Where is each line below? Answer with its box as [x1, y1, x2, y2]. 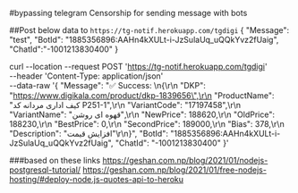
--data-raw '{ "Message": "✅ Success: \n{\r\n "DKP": [9, 80, 206, 90]
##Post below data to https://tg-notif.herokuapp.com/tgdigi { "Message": [9, 25, 290, 35]
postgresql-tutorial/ [9, 164, 81, 175]
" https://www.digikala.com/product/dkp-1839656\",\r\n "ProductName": [9, 90, 275, 101]
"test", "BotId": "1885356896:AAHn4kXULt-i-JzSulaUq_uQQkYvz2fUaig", [9, 35, 279, 45]
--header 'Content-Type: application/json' [9, 71, 164, 81]
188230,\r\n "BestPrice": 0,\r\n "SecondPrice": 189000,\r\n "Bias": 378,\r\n [9, 119, 285, 129]
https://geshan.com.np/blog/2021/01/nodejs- [102, 155, 268, 165]
